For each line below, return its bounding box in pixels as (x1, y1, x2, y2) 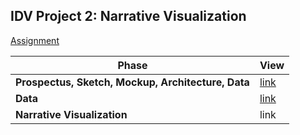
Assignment (10, 34, 60, 46)
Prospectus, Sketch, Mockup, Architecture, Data (15, 75, 250, 89)
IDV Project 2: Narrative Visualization (10, 8, 247, 25)
